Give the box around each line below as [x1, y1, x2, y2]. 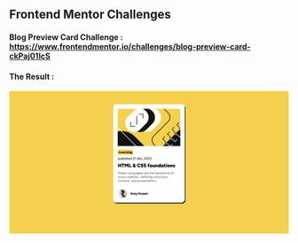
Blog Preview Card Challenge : [9, 31, 123, 43]
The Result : [9, 71, 55, 82]
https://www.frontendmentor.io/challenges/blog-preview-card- [9, 41, 251, 51]
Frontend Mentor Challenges [9, 7, 171, 22]
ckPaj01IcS [9, 51, 51, 61]
